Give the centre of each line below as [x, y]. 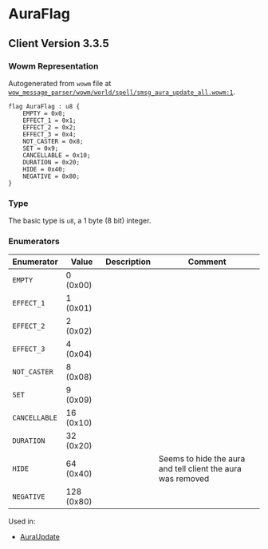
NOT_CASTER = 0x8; [53, 141]
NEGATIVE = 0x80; [51, 176]
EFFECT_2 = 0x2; [50, 127]
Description [128, 262]
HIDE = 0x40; [44, 169]
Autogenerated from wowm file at [60, 83]
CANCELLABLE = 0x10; [57, 155]
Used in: [22, 521]
